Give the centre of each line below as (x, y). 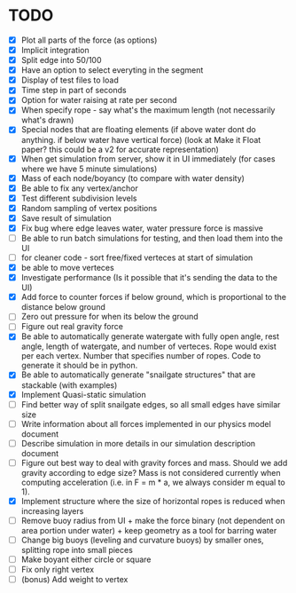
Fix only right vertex (58, 570)
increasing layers (52, 510)
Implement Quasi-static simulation (84, 394)
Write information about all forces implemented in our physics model (146, 423)
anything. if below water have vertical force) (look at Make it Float (141, 139)
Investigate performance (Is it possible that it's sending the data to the (149, 278)
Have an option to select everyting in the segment (112, 70)
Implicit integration (55, 50)
